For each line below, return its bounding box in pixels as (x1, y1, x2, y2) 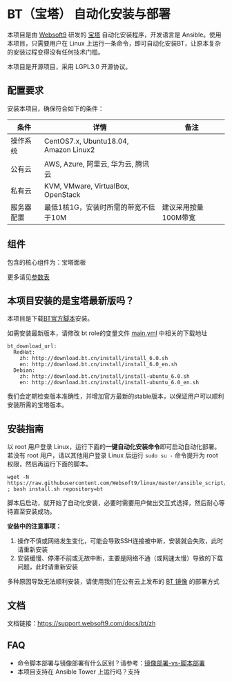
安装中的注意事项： (7, 522, 62, 531)
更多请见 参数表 (7, 272, 50, 281)
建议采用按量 (162, 202, 204, 211)
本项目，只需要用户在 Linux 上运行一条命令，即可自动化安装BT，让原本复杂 (7, 39, 221, 47)
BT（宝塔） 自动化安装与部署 (7, 6, 171, 22)
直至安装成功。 (12, 507, 56, 515)
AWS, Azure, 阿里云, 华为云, (43, 159, 134, 169)
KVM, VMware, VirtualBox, (43, 181, 130, 191)
